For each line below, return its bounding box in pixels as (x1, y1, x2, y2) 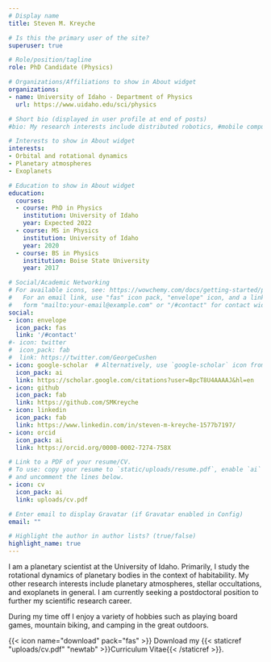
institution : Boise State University (23, 256, 150, 264)
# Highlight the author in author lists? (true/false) (8, 532, 197, 540)
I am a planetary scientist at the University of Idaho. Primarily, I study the (8, 562, 250, 571)
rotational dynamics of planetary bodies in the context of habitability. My (8, 570, 249, 580)
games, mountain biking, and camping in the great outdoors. (8, 620, 210, 630)
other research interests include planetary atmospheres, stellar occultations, (8, 579, 262, 589)
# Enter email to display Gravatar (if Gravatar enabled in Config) (8, 510, 244, 518)
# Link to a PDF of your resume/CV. (8, 458, 131, 466)
